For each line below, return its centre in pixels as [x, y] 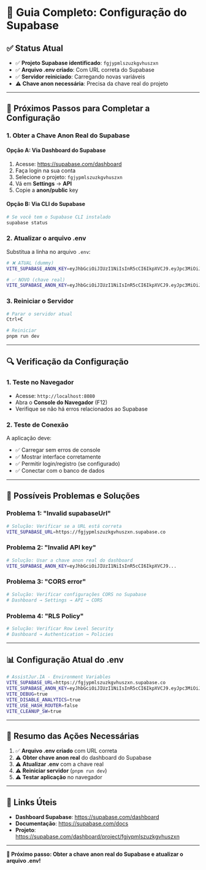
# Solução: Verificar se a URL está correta [64, 526]
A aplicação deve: [29, 438]
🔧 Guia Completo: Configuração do [97, 13]
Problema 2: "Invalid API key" [51, 548]
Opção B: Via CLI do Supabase [46, 204]
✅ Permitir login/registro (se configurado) [68, 464]
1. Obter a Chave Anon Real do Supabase [68, 135]
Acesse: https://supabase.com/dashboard [68, 164]
